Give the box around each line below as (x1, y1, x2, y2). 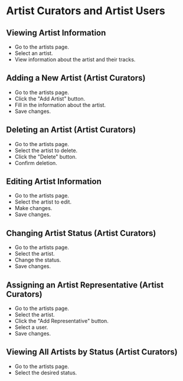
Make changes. (14, 205, 53, 212)
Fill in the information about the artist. (14, 101, 106, 108)
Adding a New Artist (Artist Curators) (6, 73, 146, 83)
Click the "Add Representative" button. (14, 318, 109, 325)
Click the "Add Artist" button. (14, 95, 86, 102)
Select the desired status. (14, 369, 77, 376)
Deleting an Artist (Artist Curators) (6, 125, 136, 135)
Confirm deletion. (14, 159, 57, 166)
